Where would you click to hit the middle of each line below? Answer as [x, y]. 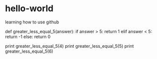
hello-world [29, 9]
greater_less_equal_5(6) [29, 51]
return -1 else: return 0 [28, 37]
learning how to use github [32, 22]
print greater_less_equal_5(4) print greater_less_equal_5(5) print [69, 46]
